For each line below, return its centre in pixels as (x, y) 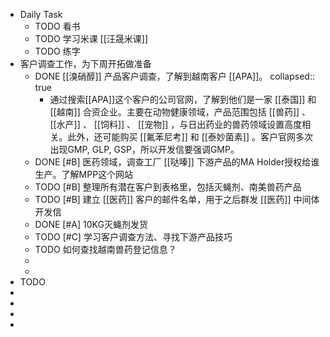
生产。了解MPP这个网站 (84, 174)
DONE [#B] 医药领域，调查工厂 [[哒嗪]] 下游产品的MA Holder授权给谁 (177, 162)
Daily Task (41, 14)
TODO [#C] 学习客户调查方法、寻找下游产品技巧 (133, 237)
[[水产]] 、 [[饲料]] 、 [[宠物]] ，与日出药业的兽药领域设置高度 (176, 124)
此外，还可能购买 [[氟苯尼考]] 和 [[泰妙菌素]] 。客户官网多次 (190, 137)
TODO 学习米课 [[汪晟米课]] (91, 38)
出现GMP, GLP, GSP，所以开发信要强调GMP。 (144, 149)
